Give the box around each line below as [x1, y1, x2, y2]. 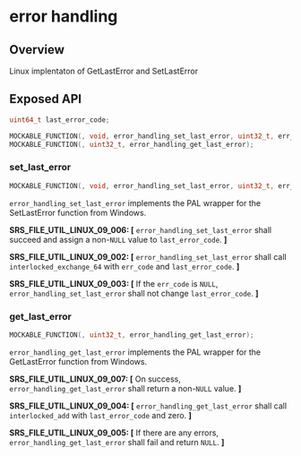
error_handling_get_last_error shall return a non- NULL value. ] [9, 383, 242, 393]
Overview [9, 42, 65, 57]
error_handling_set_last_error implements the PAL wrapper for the [9, 197, 262, 208]
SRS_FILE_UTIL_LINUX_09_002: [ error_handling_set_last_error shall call [9, 251, 287, 262]
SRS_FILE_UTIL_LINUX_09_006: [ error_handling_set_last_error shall [9, 224, 272, 235]
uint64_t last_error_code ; [9, 115, 110, 125]
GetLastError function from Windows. [9, 356, 148, 366]
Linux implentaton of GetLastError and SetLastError [9, 65, 199, 76]
